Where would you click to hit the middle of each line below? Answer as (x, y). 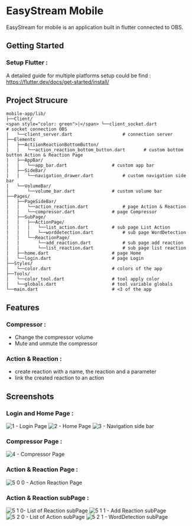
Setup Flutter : (27, 63)
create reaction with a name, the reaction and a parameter (85, 372)
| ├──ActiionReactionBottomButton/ (53, 145)
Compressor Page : (34, 442)
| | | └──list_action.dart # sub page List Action (88, 228)
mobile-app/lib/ (26, 114)
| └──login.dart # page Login (75, 259)
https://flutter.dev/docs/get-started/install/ (58, 81)
